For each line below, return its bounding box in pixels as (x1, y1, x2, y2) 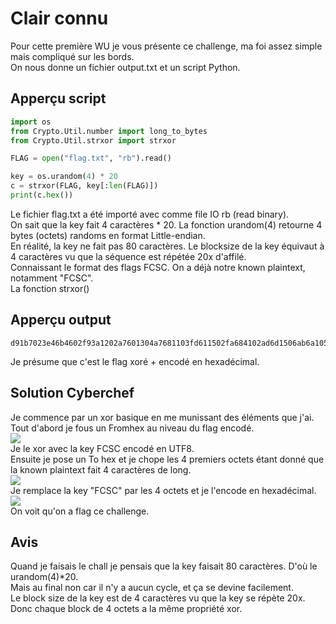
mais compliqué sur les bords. (10, 50, 135, 62)
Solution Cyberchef (10, 385, 135, 402)
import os (10, 117, 52, 127)
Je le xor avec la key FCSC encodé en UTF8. (10, 442, 195, 454)
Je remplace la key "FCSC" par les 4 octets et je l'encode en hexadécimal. (10, 484, 317, 496)
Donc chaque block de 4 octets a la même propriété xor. (10, 603, 243, 615)
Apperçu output (10, 312, 112, 329)
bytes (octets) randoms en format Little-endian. (10, 229, 206, 241)
